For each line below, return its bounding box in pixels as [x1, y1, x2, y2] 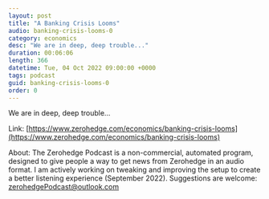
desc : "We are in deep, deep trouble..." [8, 42, 149, 50]
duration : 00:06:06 [8, 49, 74, 57]
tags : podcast [8, 71, 56, 79]
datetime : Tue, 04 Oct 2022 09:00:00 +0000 [8, 64, 157, 72]
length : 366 [8, 57, 48, 65]
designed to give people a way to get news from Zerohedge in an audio [8, 156, 245, 166]
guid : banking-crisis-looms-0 [8, 79, 110, 87]
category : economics [8, 34, 78, 43]
